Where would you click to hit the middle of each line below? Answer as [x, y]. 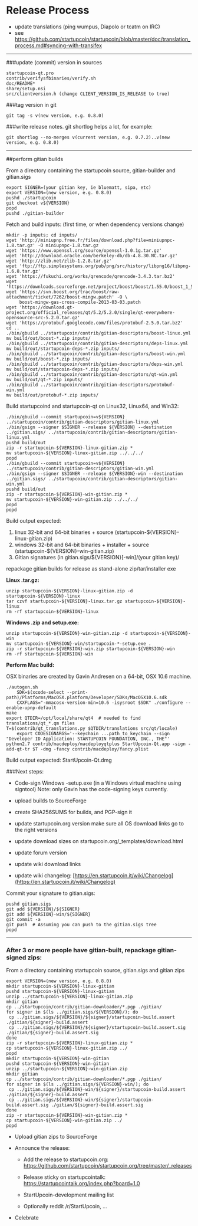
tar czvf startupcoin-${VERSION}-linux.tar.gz [64, 601]
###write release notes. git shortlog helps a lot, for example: [80, 126]
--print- [77, 692]
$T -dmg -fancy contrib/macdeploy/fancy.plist [90, 749]
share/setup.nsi [26, 88]
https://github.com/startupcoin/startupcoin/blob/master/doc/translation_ [103, 39]
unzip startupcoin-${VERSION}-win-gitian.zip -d [67, 633]
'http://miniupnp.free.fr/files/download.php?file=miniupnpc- [97, 240]
